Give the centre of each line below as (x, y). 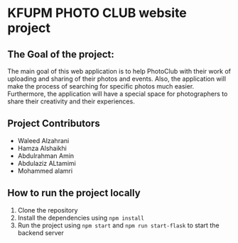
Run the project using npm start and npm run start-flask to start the (118, 225)
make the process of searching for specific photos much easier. (101, 86)
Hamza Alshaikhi (42, 148)
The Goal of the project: (61, 54)
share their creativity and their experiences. (71, 101)
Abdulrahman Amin (46, 156)
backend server (40, 232)
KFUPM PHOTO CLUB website (97, 13)
